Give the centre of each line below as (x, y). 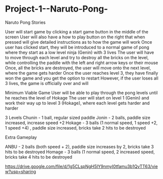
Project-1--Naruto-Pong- (56, 9)
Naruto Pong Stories (25, 22)
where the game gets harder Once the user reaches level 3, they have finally (81, 73)
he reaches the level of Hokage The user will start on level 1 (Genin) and (77, 98)
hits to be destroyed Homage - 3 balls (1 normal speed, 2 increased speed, (80, 152)
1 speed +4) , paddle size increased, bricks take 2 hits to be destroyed (75, 128)
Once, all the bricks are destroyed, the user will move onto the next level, (78, 68)
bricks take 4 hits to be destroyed (39, 157)
